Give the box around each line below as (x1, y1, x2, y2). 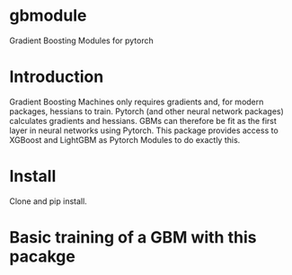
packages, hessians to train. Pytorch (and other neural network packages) (9, 105, 285, 117)
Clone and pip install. (9, 195, 87, 207)
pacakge (9, 246, 76, 266)
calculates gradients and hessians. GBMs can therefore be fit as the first (9, 115, 277, 126)
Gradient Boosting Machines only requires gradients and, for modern (9, 96, 264, 107)
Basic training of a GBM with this (9, 227, 257, 247)
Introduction (9, 67, 104, 87)
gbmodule (9, 5, 87, 26)
